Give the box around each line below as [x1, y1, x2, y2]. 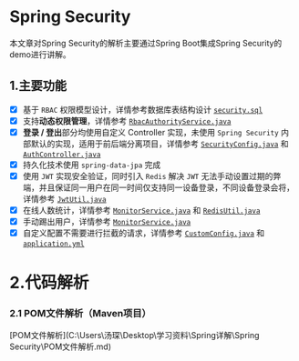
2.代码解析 [9, 273, 89, 293]
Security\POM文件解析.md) [9, 341, 112, 352]
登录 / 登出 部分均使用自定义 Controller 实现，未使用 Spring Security [22, 126, 280, 137]
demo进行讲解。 [9, 48, 71, 60]
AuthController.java [22, 150, 101, 159]
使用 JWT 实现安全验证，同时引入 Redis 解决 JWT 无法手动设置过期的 [22, 171, 273, 181]
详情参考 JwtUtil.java [22, 194, 107, 205]
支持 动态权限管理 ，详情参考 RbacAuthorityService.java [22, 115, 232, 126]
